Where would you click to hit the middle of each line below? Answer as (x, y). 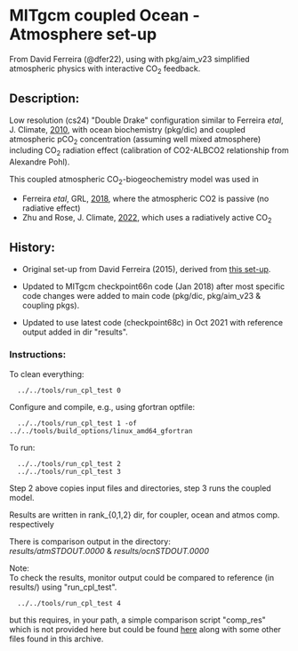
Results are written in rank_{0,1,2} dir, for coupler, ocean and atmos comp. (145, 514)
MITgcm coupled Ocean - (105, 16)
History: (32, 248)
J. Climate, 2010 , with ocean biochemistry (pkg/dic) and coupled (128, 129)
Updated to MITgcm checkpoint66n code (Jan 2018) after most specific (153, 286)
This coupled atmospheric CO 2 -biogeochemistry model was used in (134, 181)
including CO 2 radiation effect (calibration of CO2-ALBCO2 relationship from (149, 152)
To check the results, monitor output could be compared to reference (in (141, 577)
